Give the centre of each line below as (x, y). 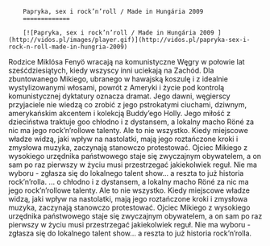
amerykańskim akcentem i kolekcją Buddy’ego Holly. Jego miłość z (120, 113)
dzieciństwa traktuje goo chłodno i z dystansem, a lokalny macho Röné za (131, 122)
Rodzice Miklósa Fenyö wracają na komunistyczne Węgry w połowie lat (127, 62)
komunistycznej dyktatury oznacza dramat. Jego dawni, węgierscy (120, 96)
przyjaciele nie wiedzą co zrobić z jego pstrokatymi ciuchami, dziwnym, (128, 104)
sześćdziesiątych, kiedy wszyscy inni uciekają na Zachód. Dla (111, 70)
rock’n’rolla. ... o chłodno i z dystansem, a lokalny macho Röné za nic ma (129, 182)
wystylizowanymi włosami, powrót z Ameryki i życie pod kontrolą (116, 88)
